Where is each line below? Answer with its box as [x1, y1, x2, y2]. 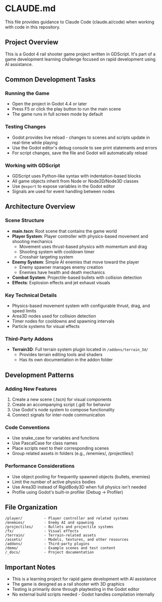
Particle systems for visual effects [12, 324, 80, 329]
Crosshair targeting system [19, 254, 74, 260]
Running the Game [5, 90, 50, 97]
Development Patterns [5, 371, 74, 379]
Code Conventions [5, 424, 50, 431]
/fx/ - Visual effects [5, 529, 79, 534]
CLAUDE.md [5, 3, 56, 14]
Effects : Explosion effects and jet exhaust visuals [12, 279, 110, 285]
